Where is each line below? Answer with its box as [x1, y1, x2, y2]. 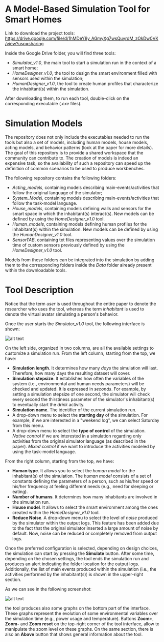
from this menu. [12, 422, 45, 428]
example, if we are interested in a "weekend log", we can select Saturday [12, 417, 160, 423]
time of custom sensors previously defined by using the [12, 242, 125, 248]
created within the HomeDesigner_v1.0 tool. [12, 509, 100, 515]
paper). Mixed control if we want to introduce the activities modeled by [12, 443, 155, 449]
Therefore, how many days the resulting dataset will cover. [12, 370, 131, 376]
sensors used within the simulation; [12, 75, 84, 81]
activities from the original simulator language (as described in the [12, 438, 146, 444]
